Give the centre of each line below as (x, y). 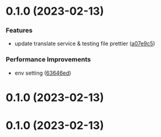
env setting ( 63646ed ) (43, 73)
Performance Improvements (48, 59)
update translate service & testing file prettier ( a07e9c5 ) (85, 43)
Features (19, 31)
